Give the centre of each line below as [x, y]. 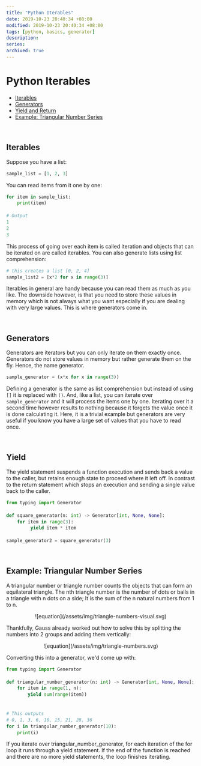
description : [22, 38]
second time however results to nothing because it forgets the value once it [100, 408]
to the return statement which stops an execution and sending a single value [100, 484]
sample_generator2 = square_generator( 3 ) [59, 541]
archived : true [25, 51]
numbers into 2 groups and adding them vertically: [69, 634]
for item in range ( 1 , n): [49, 688]
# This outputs [25, 713]
